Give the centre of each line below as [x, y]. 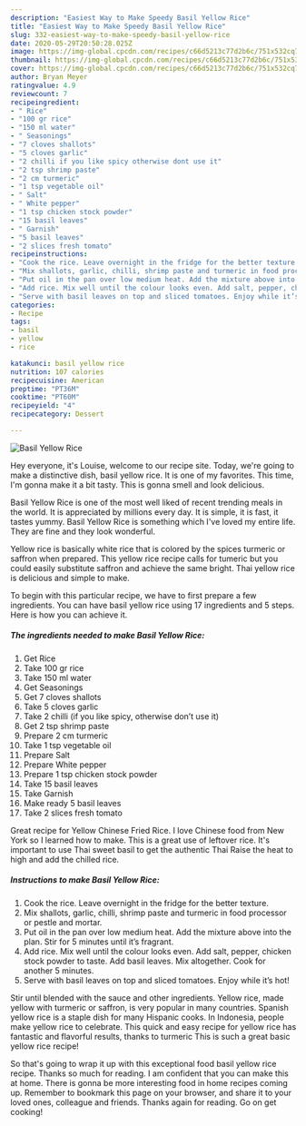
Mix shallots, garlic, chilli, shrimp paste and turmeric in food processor [155, 913]
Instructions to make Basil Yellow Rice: [85, 880]
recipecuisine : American [57, 380]
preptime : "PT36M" [45, 389]
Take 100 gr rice [54, 667]
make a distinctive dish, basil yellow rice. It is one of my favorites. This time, [152, 475]
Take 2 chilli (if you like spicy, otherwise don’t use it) [121, 716]
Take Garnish [48, 793]
